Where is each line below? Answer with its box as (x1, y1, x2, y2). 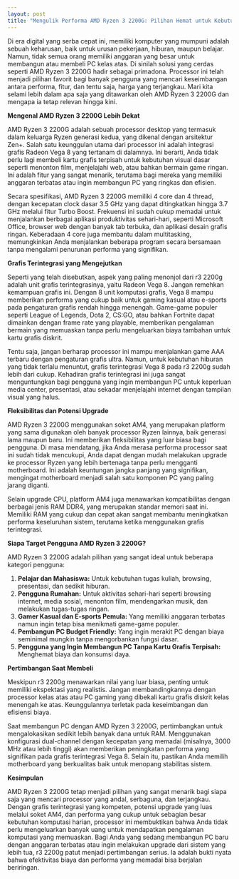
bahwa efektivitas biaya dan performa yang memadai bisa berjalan (7, 855, 203, 864)
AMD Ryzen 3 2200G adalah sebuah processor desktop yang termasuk (7, 125, 216, 133)
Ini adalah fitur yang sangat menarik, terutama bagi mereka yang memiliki (7, 171, 223, 179)
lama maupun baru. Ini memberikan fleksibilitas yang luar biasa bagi (7, 435, 206, 444)
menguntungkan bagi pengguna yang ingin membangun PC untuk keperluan (7, 377, 231, 386)
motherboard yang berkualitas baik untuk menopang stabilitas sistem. (7, 759, 212, 768)
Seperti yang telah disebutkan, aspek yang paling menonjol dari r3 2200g (7, 273, 223, 281)
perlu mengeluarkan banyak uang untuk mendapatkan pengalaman (7, 825, 204, 833)
